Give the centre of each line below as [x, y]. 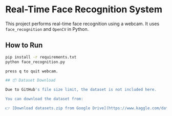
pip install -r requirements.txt [41, 57]
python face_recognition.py [35, 62]
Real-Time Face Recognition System [84, 9]
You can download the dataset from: [44, 99]
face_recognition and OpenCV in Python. [47, 29]
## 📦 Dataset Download [30, 81]
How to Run [24, 45]
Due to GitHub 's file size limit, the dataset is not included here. [81, 90]
